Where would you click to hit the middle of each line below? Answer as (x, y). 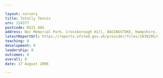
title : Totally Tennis (28, 18)
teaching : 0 (17, 41)
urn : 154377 (17, 23)
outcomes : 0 (17, 55)
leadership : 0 (19, 50)
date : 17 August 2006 (27, 64)
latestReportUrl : (23, 37)
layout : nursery (21, 14)
